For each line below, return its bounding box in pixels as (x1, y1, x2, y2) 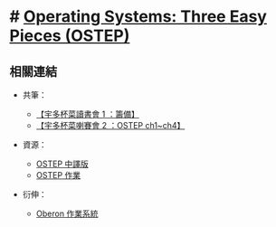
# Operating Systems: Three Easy (9, 6, 267, 27)
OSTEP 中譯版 (35, 158, 89, 169)
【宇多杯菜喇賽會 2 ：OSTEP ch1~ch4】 (35, 120, 186, 130)
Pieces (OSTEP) (9, 25, 130, 46)
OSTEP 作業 (35, 170, 81, 180)
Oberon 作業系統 (35, 208, 99, 219)
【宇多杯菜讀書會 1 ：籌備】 (35, 109, 140, 119)
